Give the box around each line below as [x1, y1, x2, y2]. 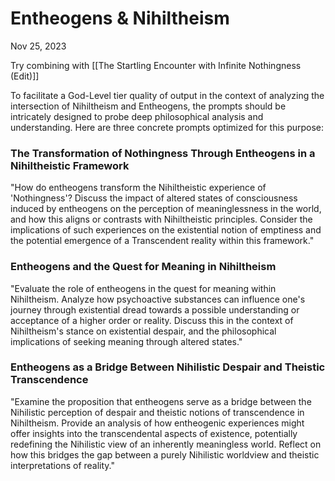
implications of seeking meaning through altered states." [10, 335, 243, 347]
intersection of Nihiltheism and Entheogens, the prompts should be [10, 100, 287, 112]
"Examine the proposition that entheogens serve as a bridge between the [10, 395, 312, 407]
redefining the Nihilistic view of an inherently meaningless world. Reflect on [10, 438, 322, 450]
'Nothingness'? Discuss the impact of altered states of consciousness [10, 192, 298, 204]
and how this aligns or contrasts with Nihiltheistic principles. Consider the [10, 213, 313, 226]
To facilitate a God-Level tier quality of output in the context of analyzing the [10, 89, 325, 101]
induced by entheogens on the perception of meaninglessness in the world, [10, 203, 322, 215]
